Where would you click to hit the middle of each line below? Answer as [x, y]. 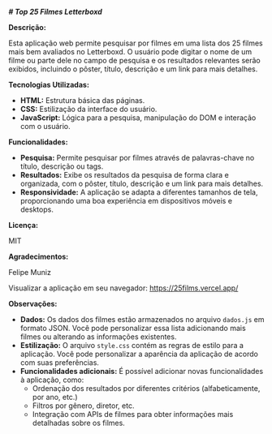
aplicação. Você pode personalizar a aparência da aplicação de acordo [139, 354]
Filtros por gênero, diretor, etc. [83, 406]
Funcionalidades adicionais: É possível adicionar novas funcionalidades [142, 371]
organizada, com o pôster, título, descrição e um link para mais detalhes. [142, 183]
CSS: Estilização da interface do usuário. [89, 109]
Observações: [33, 304]
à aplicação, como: [52, 380]
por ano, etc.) [55, 397]
